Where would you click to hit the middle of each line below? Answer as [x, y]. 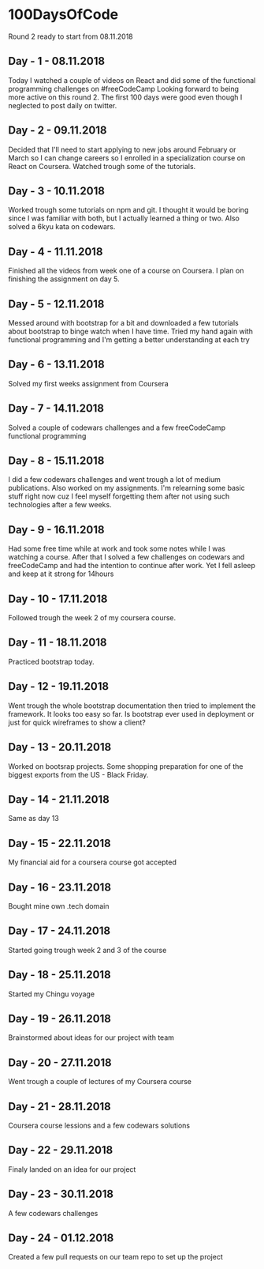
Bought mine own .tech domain [59, 906]
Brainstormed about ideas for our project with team [91, 1037]
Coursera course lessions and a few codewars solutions [99, 1125]
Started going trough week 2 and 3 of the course [87, 950]
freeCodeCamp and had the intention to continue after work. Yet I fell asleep [132, 566]
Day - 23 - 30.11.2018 [61, 1194]
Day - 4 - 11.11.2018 [56, 252]
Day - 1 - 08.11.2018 [56, 61]
